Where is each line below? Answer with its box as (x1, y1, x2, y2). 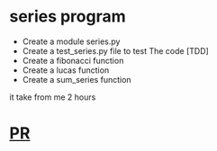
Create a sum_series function (22, 74, 132, 84)
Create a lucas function (22, 65, 110, 75)
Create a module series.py (22, 36, 121, 47)
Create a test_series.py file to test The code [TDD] (22, 45, 209, 56)
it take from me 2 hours (9, 92, 96, 102)
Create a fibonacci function (22, 55, 124, 66)
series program (9, 6, 126, 27)
